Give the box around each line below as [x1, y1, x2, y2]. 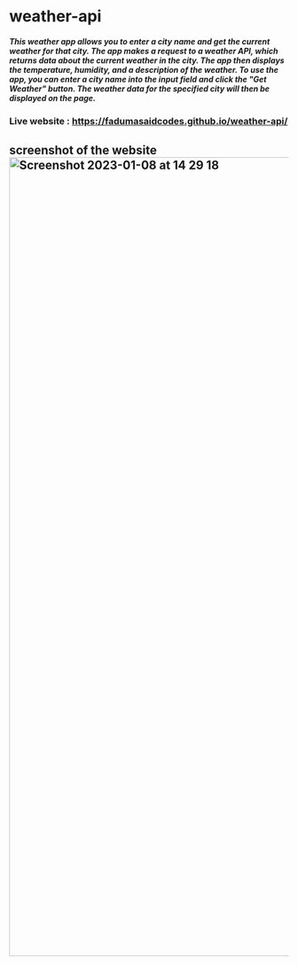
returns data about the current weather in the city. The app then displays [9, 55, 286, 66]
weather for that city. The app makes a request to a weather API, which [9, 45, 278, 56]
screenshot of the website [9, 142, 157, 157]
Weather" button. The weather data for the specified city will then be [9, 83, 271, 94]
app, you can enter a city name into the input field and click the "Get [9, 74, 268, 84]
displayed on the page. [9, 92, 96, 103]
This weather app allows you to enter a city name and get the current [9, 36, 271, 46]
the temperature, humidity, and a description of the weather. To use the [9, 64, 279, 75]
